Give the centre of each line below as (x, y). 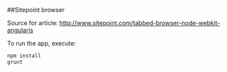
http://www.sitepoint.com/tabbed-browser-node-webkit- (140, 23)
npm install (24, 56)
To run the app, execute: (42, 43)
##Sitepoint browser (36, 10)
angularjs (20, 30)
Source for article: (33, 23)
